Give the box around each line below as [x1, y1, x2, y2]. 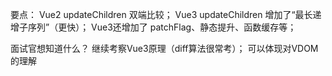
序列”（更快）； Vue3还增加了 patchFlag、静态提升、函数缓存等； [27, 21, 297, 33]
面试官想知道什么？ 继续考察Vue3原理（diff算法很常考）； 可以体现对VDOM [10, 43, 319, 54]
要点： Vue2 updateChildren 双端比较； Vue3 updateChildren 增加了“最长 [10, 9, 313, 20]
